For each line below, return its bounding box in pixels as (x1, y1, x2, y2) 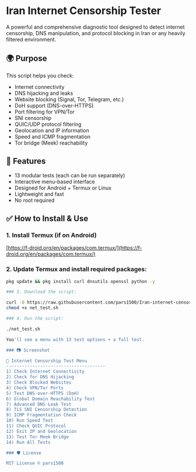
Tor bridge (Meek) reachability (14, 139, 88, 146)
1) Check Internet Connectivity (6, 368, 85, 375)
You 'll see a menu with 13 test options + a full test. (6, 336, 145, 343)
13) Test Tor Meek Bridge (6, 434, 69, 440)
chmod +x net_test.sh (6, 305, 59, 311)
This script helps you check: (6, 72, 74, 79)
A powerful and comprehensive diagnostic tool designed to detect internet (6, 23, 185, 30)
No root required (14, 197, 55, 204)
